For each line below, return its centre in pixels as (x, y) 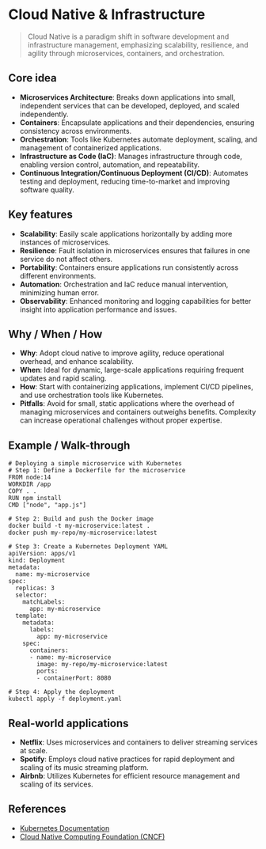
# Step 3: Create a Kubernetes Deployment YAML (88, 547)
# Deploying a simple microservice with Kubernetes (95, 464)
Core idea (32, 78)
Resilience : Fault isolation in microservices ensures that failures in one (135, 250)
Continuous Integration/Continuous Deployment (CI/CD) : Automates (134, 172)
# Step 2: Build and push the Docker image (81, 519)
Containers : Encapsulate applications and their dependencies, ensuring (137, 122)
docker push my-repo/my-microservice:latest (83, 533)
